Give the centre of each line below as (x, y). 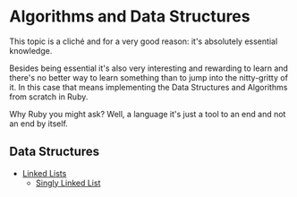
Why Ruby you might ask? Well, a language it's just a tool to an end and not (148, 114)
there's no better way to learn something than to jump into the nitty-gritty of (149, 77)
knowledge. (31, 50)
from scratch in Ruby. (49, 97)
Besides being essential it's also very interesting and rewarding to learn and (149, 68)
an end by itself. (39, 124)
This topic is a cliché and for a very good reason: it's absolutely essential (144, 41)
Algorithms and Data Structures (130, 17)
